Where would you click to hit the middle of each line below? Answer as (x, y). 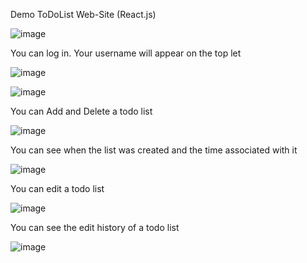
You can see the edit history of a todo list (95, 227)
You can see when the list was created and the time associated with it (154, 150)
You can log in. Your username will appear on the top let (126, 53)
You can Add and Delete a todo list (81, 111)
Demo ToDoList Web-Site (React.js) (83, 14)
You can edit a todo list (57, 188)
